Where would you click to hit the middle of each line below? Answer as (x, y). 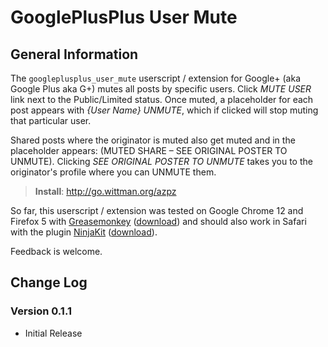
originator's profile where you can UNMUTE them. (113, 172)
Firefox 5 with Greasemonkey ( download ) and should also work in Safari (158, 221)
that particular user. (51, 120)
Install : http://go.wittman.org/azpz (105, 191)
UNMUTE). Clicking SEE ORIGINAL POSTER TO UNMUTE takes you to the (161, 161)
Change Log (49, 282)
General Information (74, 54)
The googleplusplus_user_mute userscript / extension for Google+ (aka (156, 78)
